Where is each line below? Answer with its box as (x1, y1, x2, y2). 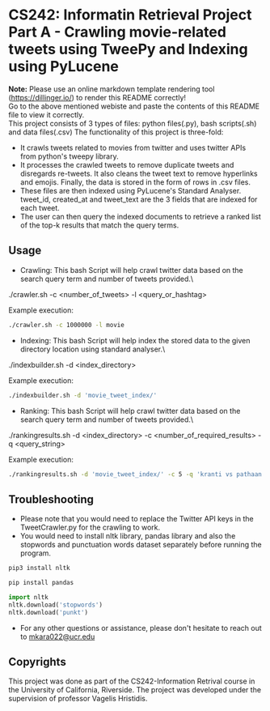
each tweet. (19, 202, 61, 212)
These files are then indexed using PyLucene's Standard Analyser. (19, 185, 242, 195)
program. (19, 548, 51, 558)
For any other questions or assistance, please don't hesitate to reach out (19, 623, 263, 632)
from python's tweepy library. (19, 151, 119, 161)
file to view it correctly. (8, 109, 85, 119)
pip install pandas (8, 579, 74, 587)
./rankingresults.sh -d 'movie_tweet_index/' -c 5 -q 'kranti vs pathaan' (8, 470, 266, 479)
